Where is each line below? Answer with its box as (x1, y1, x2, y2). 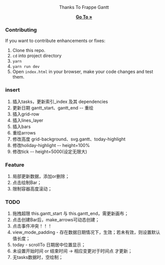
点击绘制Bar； (12, 179, 42, 185)
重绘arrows (12, 129, 36, 135)
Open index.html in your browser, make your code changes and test (12, 68, 153, 74)
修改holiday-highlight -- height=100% (12, 142, 90, 148)
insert (5, 86, 20, 93)
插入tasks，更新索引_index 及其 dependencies (12, 98, 108, 104)
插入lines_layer (12, 117, 43, 123)
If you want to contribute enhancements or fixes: (5, 37, 105, 44)
